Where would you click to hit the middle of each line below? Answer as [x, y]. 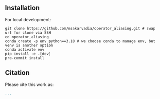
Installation [22, 8]
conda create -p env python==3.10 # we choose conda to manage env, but [80, 41]
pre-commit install [25, 58]
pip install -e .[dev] [28, 54]
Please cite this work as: [29, 85]
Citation [18, 73]
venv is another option [29, 45]
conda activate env [25, 49]
